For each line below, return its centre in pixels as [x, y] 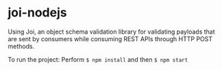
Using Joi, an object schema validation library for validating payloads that [111, 32]
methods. [21, 46]
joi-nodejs [37, 13]
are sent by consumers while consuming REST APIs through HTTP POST [110, 38]
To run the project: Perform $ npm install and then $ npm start [98, 59]
